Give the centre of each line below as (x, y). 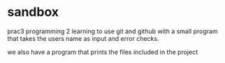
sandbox (33, 12)
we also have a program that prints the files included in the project (102, 52)
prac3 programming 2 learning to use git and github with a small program (112, 31)
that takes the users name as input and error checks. (83, 38)
